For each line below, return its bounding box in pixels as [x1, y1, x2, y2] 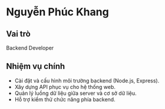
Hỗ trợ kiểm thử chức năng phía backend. [14, 95, 116, 103]
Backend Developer [6, 44, 54, 51]
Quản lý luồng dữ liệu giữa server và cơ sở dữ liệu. [14, 90, 137, 97]
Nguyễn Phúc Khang [6, 5, 109, 19]
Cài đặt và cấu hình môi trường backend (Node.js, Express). [14, 77, 160, 84]
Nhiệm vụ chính [6, 61, 65, 71]
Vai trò [6, 29, 31, 39]
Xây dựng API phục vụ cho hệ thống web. [14, 83, 116, 90]
